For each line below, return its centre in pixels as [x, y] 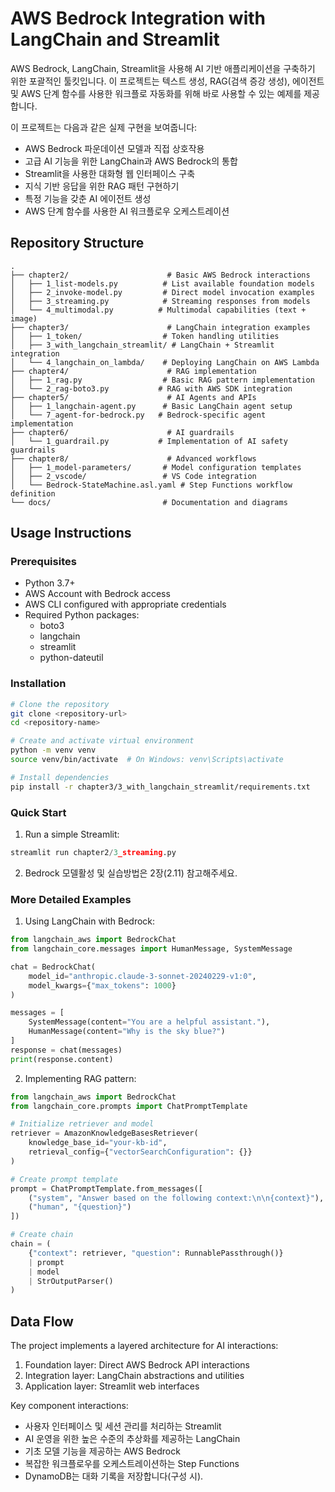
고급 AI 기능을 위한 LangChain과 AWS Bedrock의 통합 [131, 161]
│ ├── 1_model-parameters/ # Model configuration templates [156, 467]
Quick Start [38, 812]
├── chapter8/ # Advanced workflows [133, 458]
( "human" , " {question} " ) [80, 1207]
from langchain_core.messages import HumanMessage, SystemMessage [151, 949]
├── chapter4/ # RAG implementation [133, 371]
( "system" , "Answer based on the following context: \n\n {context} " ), [176, 1198]
